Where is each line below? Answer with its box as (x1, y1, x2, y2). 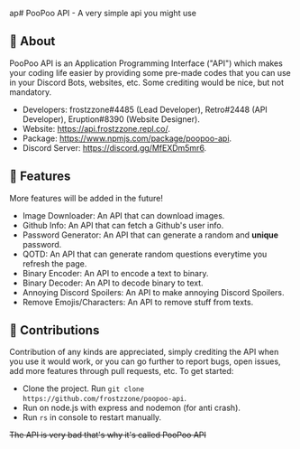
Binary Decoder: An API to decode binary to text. (22, 277, 205, 288)
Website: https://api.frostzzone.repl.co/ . (22, 123, 171, 134)
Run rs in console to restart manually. (22, 412, 162, 423)
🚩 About (9, 33, 56, 49)
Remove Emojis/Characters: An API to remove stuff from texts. (22, 296, 254, 307)
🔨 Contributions (9, 323, 100, 338)
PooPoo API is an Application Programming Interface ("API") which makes (9, 58, 284, 69)
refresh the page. (22, 257, 87, 269)
